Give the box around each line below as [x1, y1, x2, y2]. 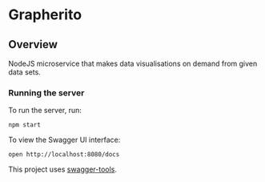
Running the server [8, 87, 85, 98]
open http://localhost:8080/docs [8, 151, 120, 159]
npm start [8, 121, 42, 129]
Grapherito [8, 6, 82, 24]
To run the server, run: [8, 106, 82, 115]
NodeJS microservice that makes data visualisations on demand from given [8, 59, 258, 68]
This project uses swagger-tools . [8, 164, 118, 174]
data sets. [8, 67, 42, 77]
